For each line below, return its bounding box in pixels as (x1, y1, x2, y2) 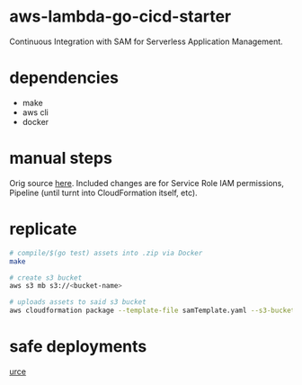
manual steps (9, 148, 112, 168)
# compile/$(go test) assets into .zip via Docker (9, 248, 203, 257)
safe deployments (9, 336, 147, 357)
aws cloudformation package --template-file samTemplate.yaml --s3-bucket (9, 306, 296, 316)
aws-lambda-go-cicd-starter (9, 6, 232, 27)
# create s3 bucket (9, 273, 83, 282)
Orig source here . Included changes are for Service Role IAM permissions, (9, 177, 285, 188)
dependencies (9, 67, 120, 88)
